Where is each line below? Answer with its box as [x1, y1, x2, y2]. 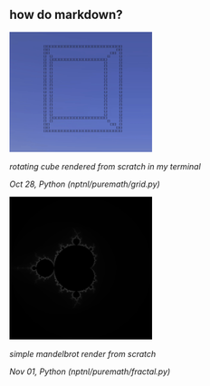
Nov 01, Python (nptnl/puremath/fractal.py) [9, 366, 171, 377]
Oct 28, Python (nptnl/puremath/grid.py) [9, 179, 160, 189]
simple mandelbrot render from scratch [9, 349, 157, 360]
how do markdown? [9, 7, 124, 23]
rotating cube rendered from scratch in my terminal [9, 161, 201, 172]
